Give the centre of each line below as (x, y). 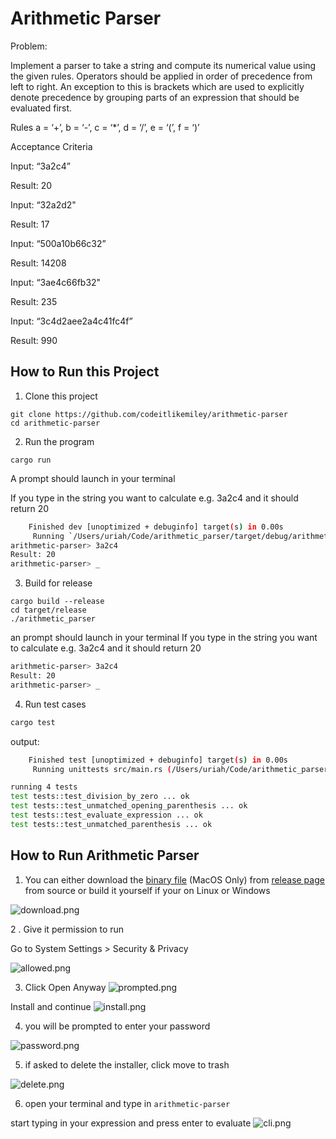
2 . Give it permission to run (67, 929)
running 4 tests (44, 787)
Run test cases (55, 704)
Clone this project (61, 396)
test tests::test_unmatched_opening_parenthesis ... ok (129, 806)
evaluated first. (41, 108)
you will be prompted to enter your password (117, 1026)
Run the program (59, 441)
